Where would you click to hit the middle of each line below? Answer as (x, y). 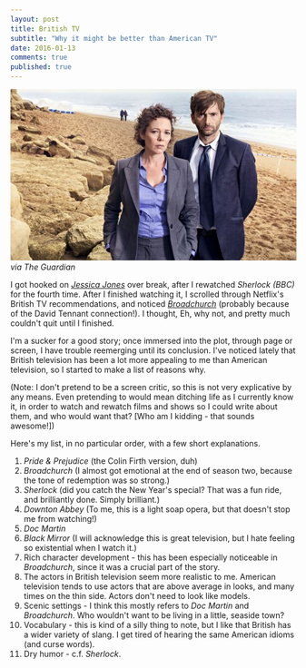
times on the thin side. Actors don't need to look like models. (137, 596)
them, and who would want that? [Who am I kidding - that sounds (133, 417)
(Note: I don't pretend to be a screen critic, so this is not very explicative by (151, 388)
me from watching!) (60, 519)
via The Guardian (43, 267)
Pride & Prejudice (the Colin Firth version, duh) (110, 461)
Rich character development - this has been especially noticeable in (150, 557)
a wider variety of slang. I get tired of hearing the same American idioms (158, 634)
